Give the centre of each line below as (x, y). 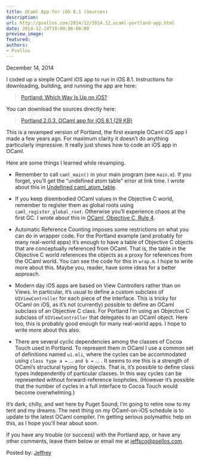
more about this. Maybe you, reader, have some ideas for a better (95, 268)
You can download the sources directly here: (61, 109)
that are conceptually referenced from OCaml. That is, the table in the (100, 248)
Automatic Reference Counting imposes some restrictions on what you (102, 229)
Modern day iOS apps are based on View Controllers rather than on (98, 285)
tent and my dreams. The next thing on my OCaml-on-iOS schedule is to (95, 410)
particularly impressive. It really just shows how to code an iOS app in (92, 145)
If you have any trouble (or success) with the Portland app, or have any (93, 434)
